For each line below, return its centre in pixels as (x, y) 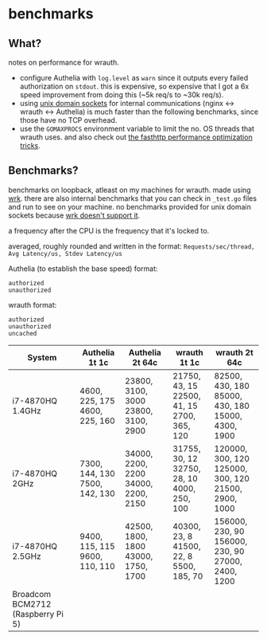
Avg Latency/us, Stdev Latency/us (66, 253)
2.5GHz (27, 556)
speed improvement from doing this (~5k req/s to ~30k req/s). (122, 95)
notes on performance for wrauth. (64, 62)
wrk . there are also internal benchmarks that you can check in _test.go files (132, 198)
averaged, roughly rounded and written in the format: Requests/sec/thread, (132, 246)
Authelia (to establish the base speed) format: (83, 269)
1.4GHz (27, 410)
